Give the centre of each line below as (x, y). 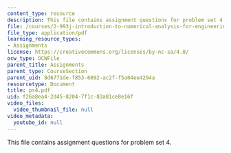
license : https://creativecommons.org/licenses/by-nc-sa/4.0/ (98, 52)
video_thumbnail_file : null (54, 110)
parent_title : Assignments (46, 65)
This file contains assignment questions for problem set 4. (89, 142)
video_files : (26, 103)
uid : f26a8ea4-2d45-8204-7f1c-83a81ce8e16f (70, 97)
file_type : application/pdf (47, 33)
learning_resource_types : (44, 39)
